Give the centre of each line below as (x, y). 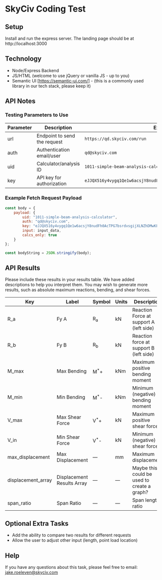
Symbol (101, 302)
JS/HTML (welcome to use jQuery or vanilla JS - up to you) (71, 76)
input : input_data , (42, 231)
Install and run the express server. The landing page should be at (69, 38)
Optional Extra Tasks (37, 524)
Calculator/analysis (58, 163)
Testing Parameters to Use (37, 115)
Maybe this (145, 468)
